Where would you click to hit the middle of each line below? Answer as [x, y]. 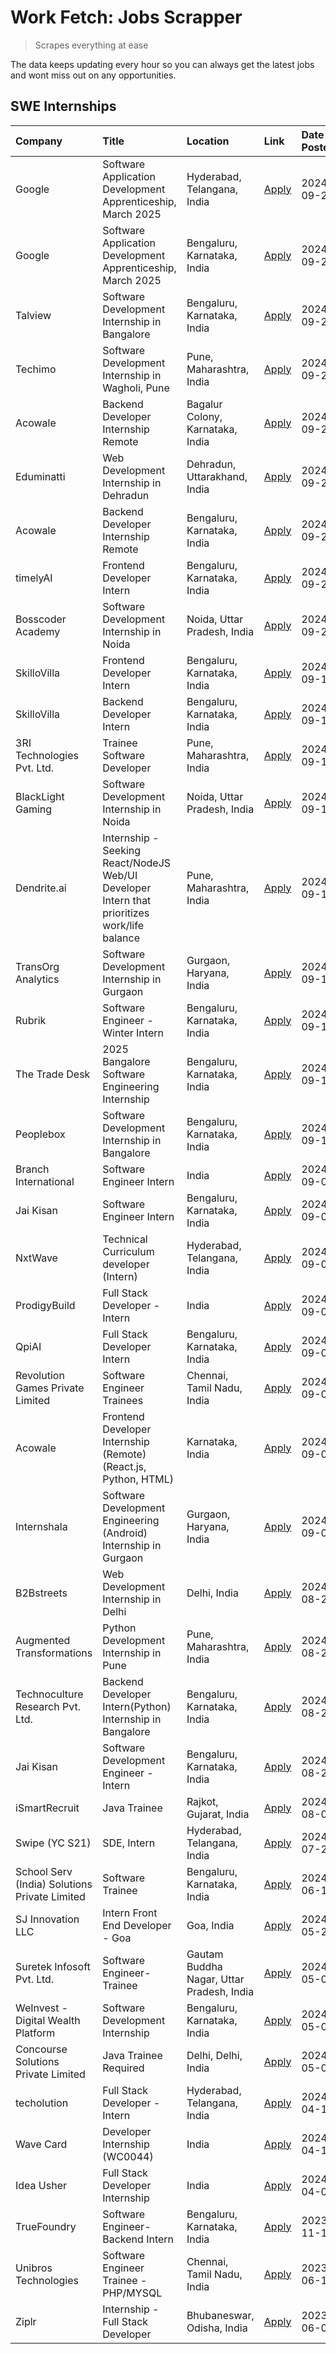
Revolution [40, 1375]
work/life [123, 925]
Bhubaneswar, [220, 2315]
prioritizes [126, 913]
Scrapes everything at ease [91, 45]
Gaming [34, 809]
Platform [35, 2033]
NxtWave [36, 1258]
